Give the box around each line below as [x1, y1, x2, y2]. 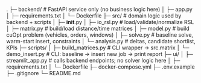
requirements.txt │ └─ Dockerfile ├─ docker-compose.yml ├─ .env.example [6, 63, 195, 70]
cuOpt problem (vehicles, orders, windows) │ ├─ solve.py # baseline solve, [6, 31, 194, 38]
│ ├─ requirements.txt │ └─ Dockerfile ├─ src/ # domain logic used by [6, 12, 182, 19]
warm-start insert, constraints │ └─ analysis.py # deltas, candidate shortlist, [6, 38, 196, 45]
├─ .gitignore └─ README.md [6, 70, 81, 76]
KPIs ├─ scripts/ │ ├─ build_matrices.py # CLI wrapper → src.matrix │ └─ [6, 44, 190, 51]
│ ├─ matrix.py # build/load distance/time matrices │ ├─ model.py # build [6, 25, 190, 32]
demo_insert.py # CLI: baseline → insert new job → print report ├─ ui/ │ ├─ [6, 51, 193, 57]
